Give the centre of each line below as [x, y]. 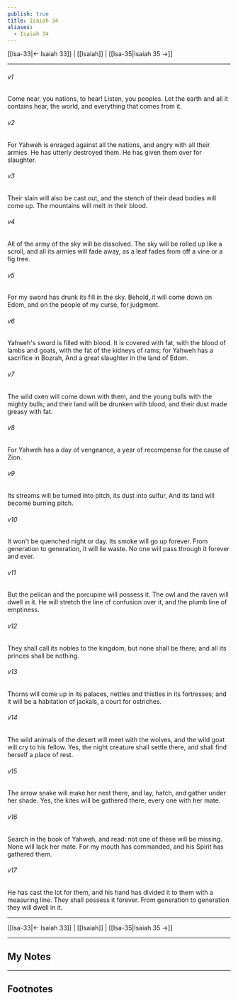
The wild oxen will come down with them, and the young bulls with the [110, 396]
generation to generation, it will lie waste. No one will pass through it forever [119, 549]
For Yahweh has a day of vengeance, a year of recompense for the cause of [118, 450]
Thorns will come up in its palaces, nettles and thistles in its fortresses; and [117, 694]
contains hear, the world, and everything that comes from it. [95, 107]
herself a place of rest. [40, 755]
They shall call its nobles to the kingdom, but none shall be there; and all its [117, 648]
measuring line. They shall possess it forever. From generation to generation [118, 900]
